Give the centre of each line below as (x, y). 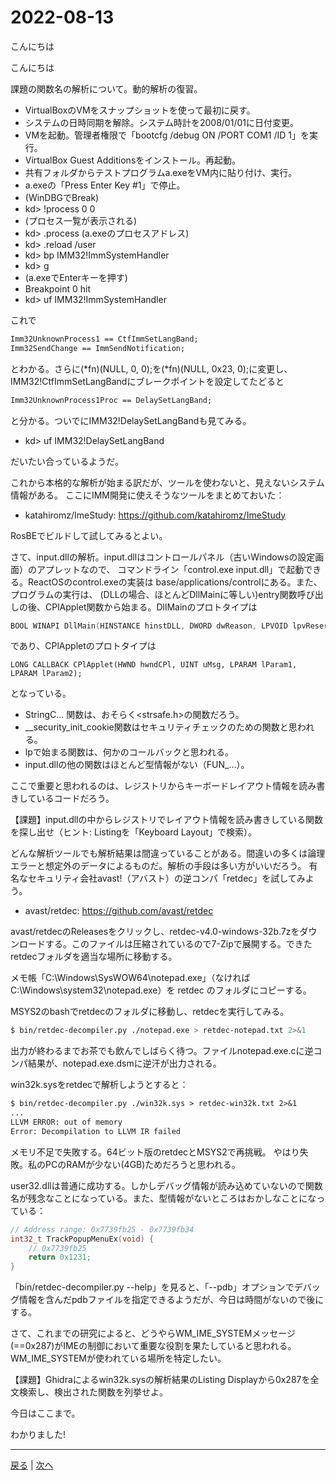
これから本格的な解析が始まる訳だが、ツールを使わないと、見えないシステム (167, 482)
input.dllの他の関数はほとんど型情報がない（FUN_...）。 (137, 765)
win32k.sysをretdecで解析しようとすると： (99, 1085)
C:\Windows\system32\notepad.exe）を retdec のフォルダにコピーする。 (161, 990)
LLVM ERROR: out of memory (66, 1122)
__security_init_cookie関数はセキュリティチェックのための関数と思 (161, 727)
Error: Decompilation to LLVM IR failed (96, 1131)
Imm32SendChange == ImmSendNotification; (98, 348)
